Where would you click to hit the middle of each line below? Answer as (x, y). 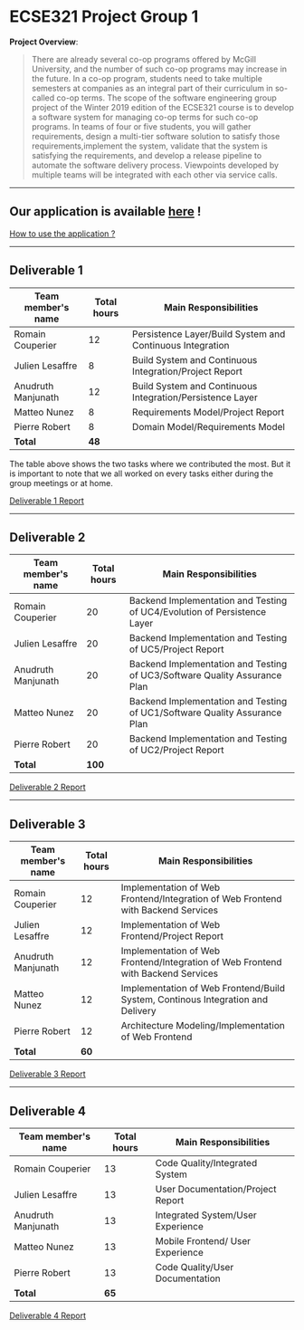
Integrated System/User (206, 1215)
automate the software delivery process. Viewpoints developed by (155, 165)
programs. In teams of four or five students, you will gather (141, 126)
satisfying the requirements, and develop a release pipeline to (147, 155)
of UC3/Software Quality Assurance (206, 675)
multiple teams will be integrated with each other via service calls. (154, 175)
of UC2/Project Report (177, 751)
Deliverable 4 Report (47, 1316)
